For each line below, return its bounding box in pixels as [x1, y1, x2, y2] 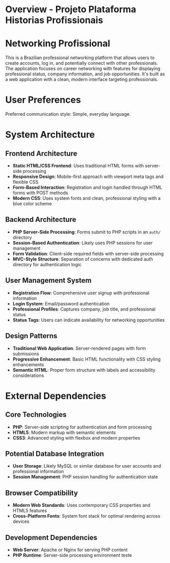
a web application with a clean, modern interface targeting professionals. [5, 76, 159, 83]
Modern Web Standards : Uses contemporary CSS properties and [12, 502, 151, 508]
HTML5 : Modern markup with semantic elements [12, 429, 116, 436]
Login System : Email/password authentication [12, 300, 110, 306]
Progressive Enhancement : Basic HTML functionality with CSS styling [12, 356, 161, 362]
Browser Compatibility [5, 489, 78, 497]
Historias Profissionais [5, 14, 103, 26]
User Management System [5, 276, 92, 285]
